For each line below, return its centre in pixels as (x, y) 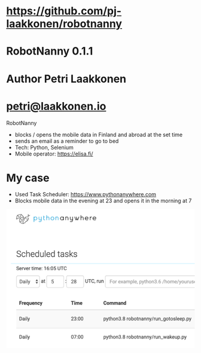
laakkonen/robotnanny (64, 24)
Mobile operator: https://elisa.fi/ (54, 154)
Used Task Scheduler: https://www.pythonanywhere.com (86, 195)
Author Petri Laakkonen (66, 79)
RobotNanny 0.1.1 (50, 51)
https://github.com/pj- (64, 11)
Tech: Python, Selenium (44, 147)
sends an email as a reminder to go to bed (67, 141)
